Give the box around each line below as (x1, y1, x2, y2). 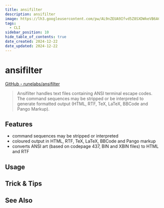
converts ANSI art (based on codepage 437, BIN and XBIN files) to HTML (12, 143, 159, 149)
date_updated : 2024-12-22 (5, 44, 58, 48)
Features (5, 120, 33, 128)
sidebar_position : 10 (5, 30, 49, 35)
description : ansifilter (5, 12, 56, 17)
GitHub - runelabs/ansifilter (5, 81, 60, 87)
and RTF (12, 149, 29, 155)
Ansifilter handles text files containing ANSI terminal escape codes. (17, 90, 153, 96)
